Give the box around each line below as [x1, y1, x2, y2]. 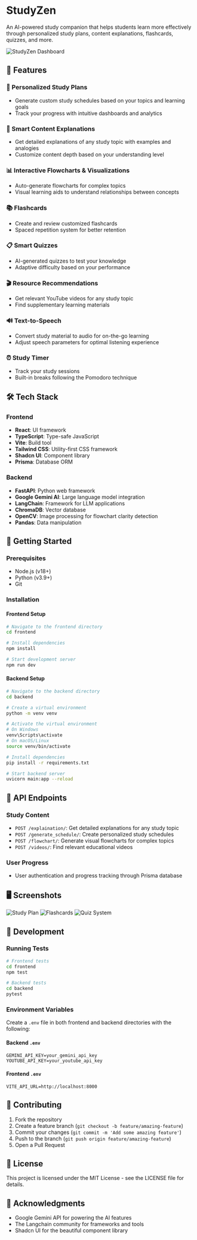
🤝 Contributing [6, 1100, 62, 1110]
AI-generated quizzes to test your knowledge [14, 257, 127, 264]
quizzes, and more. [6, 36, 54, 43]
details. [6, 1181, 24, 1188]
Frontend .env [6, 1070, 42, 1078]
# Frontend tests [6, 958, 50, 964]
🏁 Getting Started [6, 536, 72, 546]
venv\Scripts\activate [6, 732, 63, 738]
